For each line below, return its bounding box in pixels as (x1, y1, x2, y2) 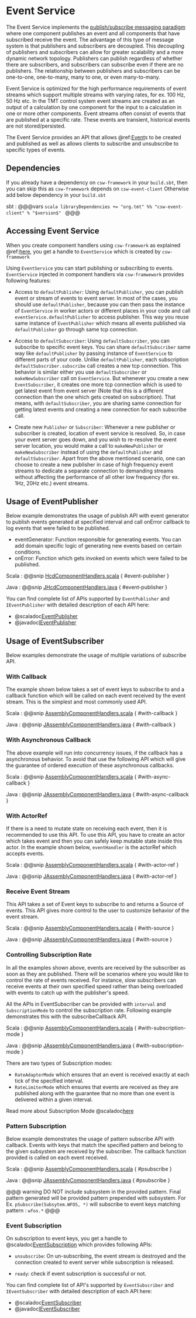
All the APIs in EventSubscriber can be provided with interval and (6, 1000, 166, 1007)
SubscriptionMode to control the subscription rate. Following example (6, 1007, 171, 1014)
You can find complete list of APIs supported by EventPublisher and (6, 595, 170, 602)
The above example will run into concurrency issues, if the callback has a (6, 749, 183, 756)
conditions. (14, 548, 42, 556)
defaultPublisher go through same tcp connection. (14, 326, 139, 333)
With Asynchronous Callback (6, 736, 91, 744)
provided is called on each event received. (6, 1153, 108, 1161)
